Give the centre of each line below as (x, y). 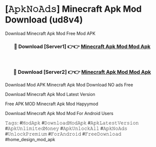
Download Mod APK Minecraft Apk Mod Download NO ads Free (69, 85)
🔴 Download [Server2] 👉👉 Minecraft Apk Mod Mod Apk (82, 72)
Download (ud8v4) (44, 20)
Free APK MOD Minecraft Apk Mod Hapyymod (52, 104)
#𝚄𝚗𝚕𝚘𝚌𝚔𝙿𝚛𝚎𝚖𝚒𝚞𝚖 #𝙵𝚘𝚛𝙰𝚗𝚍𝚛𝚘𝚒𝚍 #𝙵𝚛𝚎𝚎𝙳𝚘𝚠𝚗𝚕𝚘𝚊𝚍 (63, 134)
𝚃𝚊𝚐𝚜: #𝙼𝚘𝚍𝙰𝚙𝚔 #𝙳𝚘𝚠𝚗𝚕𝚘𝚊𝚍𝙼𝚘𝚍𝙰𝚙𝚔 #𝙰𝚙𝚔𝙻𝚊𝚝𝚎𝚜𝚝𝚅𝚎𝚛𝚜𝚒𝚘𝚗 (72, 123)
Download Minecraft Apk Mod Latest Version (50, 94)
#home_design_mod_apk (30, 139)
